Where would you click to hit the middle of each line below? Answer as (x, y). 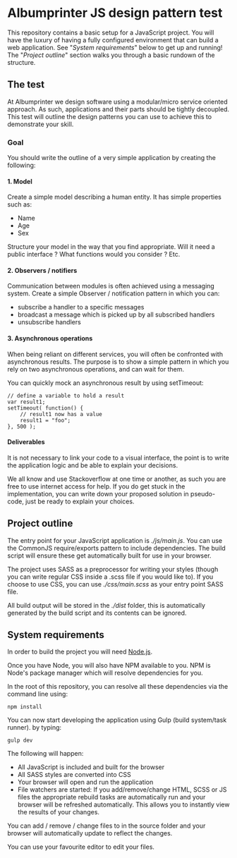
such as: (20, 204)
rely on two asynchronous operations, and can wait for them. (96, 369)
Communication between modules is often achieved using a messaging (111, 286)
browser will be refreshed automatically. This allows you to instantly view (123, 804)
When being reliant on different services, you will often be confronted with (115, 354)
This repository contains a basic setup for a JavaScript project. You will (111, 32)
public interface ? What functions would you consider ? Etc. (94, 255)
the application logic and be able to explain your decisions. (93, 465)
